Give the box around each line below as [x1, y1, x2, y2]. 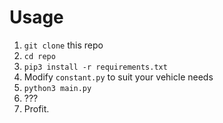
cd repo [23, 51, 56, 61]
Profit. [23, 102, 50, 115]
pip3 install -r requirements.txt [23, 62, 168, 72]
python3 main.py [23, 83, 92, 93]
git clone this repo [23, 39, 104, 51]
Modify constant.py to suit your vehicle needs [23, 71, 214, 83]
